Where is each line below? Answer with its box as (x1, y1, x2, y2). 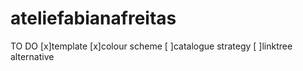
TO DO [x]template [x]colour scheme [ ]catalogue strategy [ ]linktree (10, 40, 293, 52)
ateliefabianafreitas (10, 7, 177, 30)
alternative (10, 50, 55, 62)
